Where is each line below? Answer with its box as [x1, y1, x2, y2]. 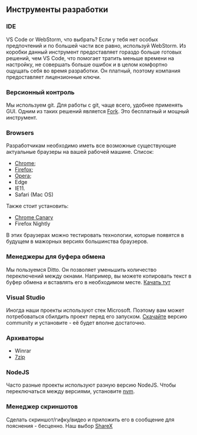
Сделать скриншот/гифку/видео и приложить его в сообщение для [6, 416, 175, 423]
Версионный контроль [6, 88, 75, 96]
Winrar [14, 347, 31, 354]
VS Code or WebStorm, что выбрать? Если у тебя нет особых [6, 35, 159, 43]
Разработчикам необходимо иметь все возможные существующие [6, 142, 176, 149]
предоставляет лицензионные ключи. [6, 73, 101, 80]
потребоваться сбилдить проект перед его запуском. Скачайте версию [6, 312, 188, 320]
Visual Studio [6, 293, 45, 301]
